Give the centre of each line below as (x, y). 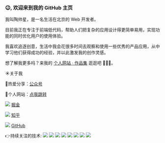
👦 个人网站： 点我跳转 (26, 94)
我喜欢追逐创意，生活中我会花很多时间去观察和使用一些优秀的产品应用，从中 (82, 46)
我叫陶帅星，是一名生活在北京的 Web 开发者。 (52, 19)
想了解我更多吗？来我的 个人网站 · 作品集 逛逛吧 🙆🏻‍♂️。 (60, 63)
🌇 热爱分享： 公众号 (24, 84)
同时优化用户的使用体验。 (39, 36)
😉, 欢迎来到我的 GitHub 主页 (39, 7)
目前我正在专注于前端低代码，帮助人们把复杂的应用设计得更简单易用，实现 (80, 30)
